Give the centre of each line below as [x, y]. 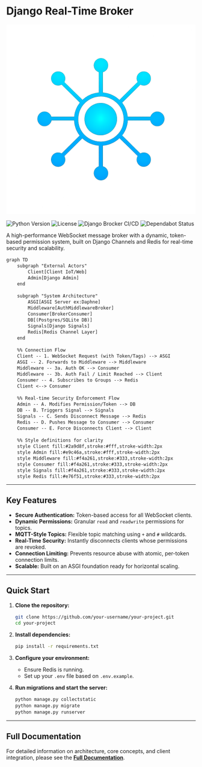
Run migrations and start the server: [61, 688]
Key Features [32, 501]
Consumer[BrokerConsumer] [60, 314]
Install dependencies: [43, 635]
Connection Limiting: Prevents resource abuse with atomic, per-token [102, 553]
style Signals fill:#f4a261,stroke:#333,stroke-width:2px [91, 470]
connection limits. [37, 559]
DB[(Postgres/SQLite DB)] [60, 320]
